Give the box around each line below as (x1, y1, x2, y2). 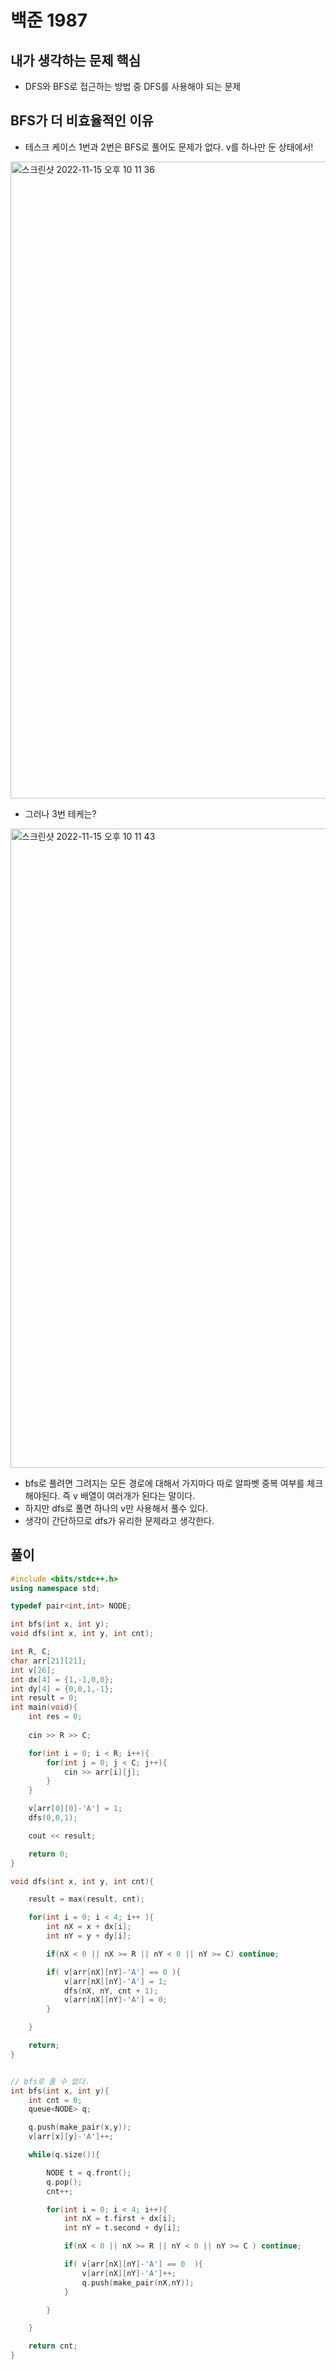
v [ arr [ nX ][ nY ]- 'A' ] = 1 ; (63, 1976, 168, 1986)
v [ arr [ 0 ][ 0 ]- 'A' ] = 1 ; (28, 1804, 123, 1814)
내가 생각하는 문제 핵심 (10, 52, 142, 69)
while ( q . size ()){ (28, 2150, 101, 2160)
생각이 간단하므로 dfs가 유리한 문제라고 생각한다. (24, 1514, 215, 1526)
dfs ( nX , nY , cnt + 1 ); (63, 1986, 159, 1996)
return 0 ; (28, 1849, 70, 1859)
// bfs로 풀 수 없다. (10, 2076, 90, 2086)
